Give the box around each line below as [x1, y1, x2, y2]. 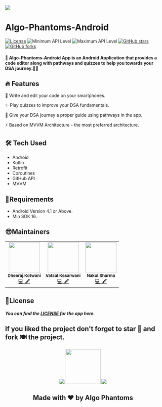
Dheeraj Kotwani [7, 272, 41, 278]
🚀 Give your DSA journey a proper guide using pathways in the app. [5, 112, 143, 118]
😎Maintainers [5, 227, 50, 236]
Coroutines [12, 170, 35, 176]
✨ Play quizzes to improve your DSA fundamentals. [5, 102, 110, 108]
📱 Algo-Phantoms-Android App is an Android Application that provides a [5, 54, 157, 61]
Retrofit [12, 165, 28, 171]
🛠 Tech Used [5, 138, 47, 147]
